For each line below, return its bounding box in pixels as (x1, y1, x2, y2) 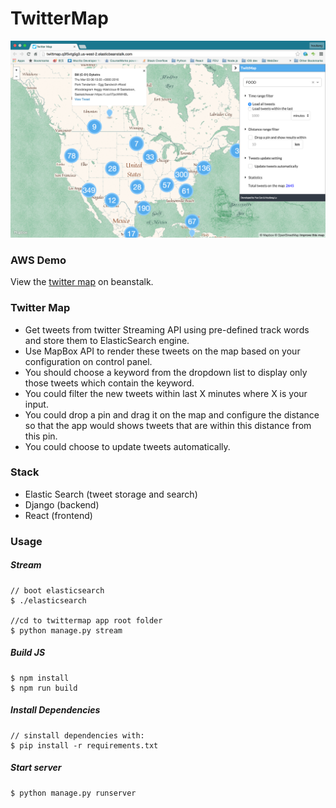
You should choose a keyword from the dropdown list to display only (24, 366, 308, 378)
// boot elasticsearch (10, 585, 105, 596)
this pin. (24, 430, 58, 442)
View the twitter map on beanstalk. (10, 276, 154, 288)
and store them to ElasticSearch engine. (24, 334, 190, 346)
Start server (10, 762, 62, 774)
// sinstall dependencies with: (10, 730, 145, 741)
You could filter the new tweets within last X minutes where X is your (24, 387, 308, 399)
